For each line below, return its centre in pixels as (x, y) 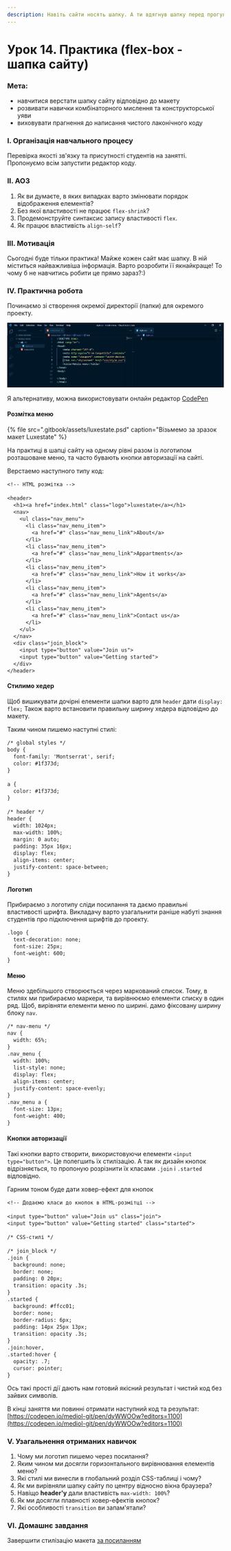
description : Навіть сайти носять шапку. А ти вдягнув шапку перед (106, 14)
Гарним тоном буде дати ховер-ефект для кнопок (80, 1189)
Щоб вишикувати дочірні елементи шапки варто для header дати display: (115, 701)
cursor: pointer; (38, 1368)
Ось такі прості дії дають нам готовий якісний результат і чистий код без (114, 1388)
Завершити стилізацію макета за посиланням (74, 1541)
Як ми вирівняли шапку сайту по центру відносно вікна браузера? (114, 1485)
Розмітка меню (30, 414)
